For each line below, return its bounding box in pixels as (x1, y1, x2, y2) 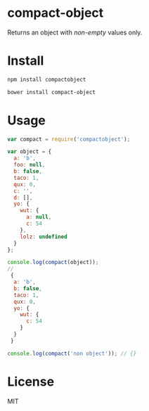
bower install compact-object (7, 89, 96, 96)
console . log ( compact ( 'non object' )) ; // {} (7, 350, 137, 357)
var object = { (7, 148, 52, 155)
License (7, 374, 55, 389)
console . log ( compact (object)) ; (7, 259, 99, 266)
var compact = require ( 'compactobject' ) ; (7, 136, 131, 143)
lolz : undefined (20, 233, 68, 240)
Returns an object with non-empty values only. (7, 28, 143, 37)
